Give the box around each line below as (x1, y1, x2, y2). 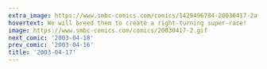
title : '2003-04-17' (8, 48, 77, 56)
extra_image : (8, 11, 52, 20)
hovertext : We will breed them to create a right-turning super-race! (8, 19, 247, 27)
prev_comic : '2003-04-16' (8, 41, 94, 49)
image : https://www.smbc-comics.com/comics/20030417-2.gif (8, 26, 208, 34)
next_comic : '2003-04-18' (8, 33, 94, 42)
